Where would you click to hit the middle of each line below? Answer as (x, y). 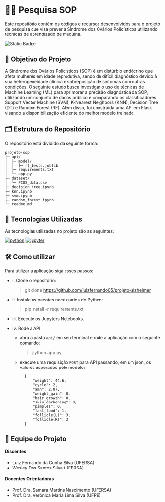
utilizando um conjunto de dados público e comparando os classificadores (81, 97)
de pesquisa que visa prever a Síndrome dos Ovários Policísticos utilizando (81, 29)
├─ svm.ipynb (18, 196)
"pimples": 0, (47, 407)
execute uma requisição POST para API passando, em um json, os (85, 362)
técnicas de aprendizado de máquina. (43, 34)
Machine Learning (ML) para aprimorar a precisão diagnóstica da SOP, (77, 92)
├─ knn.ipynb (18, 191)
